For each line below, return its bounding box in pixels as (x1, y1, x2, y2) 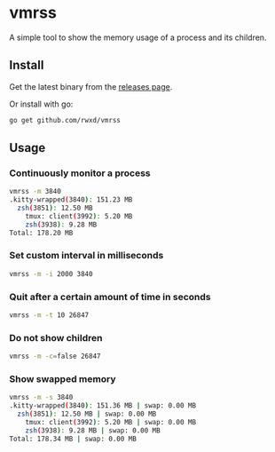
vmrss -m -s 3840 (9, 393, 74, 402)
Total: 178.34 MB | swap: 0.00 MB (9, 434, 137, 443)
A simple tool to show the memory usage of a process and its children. (9, 32, 267, 43)
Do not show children (9, 331, 103, 344)
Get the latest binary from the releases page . (9, 81, 173, 91)
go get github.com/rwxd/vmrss (9, 115, 122, 124)
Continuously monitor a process (9, 167, 151, 179)
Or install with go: (9, 99, 74, 109)
